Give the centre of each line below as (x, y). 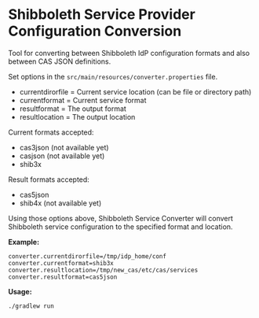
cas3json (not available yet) (64, 147)
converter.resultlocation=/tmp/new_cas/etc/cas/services (103, 270)
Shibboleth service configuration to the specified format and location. (120, 227)
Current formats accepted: (51, 132)
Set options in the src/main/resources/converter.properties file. (113, 76)
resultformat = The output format (73, 109)
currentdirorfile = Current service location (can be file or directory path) (135, 91)
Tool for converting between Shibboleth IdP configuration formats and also (129, 53)
